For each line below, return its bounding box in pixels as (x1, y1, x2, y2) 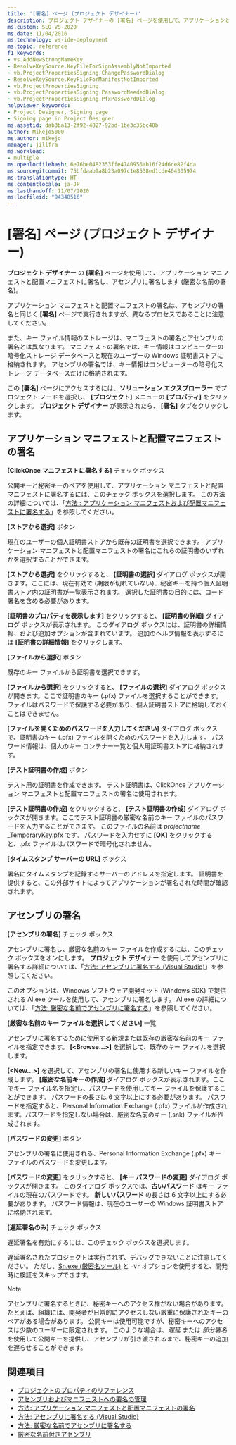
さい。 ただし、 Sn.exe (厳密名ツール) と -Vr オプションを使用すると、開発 (13, 1262, 228, 1270)
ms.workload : (7, 148, 46, 155)
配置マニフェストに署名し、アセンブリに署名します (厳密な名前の (31, 278, 221, 286)
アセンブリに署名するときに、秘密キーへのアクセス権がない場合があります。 (7, 1299, 228, 1308)
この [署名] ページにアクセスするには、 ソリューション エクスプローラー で (7, 384, 221, 392)
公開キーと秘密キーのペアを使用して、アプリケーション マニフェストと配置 (7, 480, 224, 490)
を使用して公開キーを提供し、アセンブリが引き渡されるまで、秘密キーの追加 (7, 1334, 228, 1343)
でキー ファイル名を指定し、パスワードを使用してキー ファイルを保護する (7, 1084, 220, 1092)
